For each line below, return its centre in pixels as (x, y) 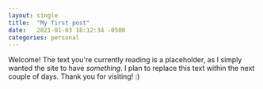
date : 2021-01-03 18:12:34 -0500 (67, 30)
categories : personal (44, 37)
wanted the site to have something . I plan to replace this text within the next (131, 69)
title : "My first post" (49, 23)
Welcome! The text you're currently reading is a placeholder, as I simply (125, 60)
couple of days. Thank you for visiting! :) (74, 76)
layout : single (33, 15)
